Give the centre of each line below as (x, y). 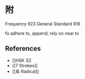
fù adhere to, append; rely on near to (42, 33)
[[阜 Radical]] (25, 71)
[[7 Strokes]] (25, 65)
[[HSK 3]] (22, 60)
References (23, 49)
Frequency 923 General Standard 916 (43, 24)
